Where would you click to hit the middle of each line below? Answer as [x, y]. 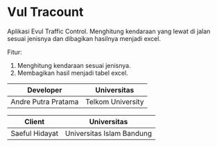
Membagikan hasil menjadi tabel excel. [72, 73]
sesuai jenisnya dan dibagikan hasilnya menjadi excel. [84, 38]
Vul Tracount [45, 12]
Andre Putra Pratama [45, 101]
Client [34, 121]
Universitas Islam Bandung [108, 133]
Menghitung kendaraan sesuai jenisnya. [74, 65]
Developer [45, 89]
